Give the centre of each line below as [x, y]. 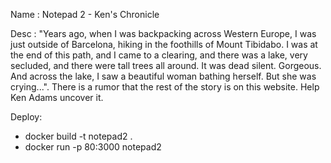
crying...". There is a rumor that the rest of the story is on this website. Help [165, 87]
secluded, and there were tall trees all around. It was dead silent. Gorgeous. [166, 65]
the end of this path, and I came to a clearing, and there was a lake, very [159, 55]
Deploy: [26, 117]
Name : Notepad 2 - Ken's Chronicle [85, 14]
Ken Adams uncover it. [57, 97]
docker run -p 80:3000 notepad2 [93, 147]
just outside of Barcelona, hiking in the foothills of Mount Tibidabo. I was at [164, 44]
